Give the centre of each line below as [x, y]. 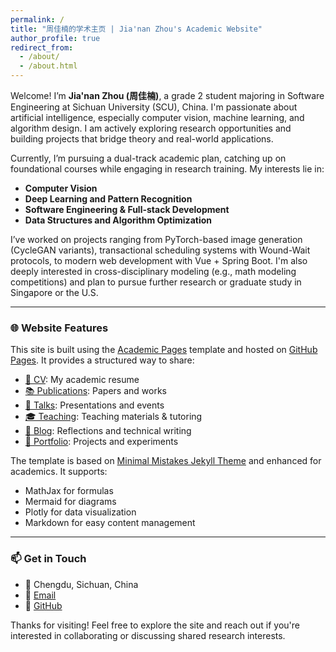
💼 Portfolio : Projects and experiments [101, 442]
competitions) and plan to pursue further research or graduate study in [156, 282]
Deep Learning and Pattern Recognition [108, 199]
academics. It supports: [59, 472]
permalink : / [37, 19]
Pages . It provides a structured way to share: [102, 360]
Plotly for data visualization [80, 512]
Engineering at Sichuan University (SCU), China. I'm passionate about [154, 107]
